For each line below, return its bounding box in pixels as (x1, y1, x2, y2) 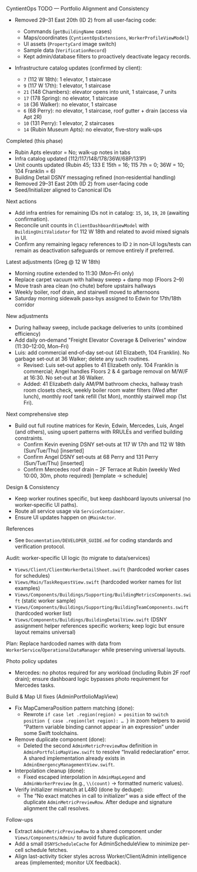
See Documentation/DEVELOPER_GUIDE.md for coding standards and (14, 537, 172, 543)
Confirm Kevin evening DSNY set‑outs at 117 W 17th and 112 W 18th (23, 441, 185, 448)
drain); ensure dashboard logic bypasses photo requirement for (14, 676, 169, 682)
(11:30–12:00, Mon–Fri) (14, 343, 69, 350)
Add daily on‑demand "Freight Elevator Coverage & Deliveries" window (14, 336, 187, 343)
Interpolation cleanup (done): (14, 767, 85, 774)
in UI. (14, 234, 28, 241)
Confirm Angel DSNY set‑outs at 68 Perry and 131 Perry (23, 454, 159, 460)
